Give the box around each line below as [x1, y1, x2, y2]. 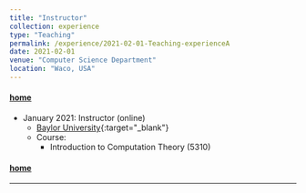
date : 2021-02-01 [9, 47, 76, 56]
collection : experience [9, 22, 100, 31]
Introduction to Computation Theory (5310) [49, 142, 211, 153]
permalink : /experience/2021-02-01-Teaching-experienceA [9, 38, 230, 48]
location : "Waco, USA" [9, 65, 96, 74]
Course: [36, 132, 66, 143]
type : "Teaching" [9, 30, 76, 39]
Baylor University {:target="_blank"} [36, 122, 169, 133]
